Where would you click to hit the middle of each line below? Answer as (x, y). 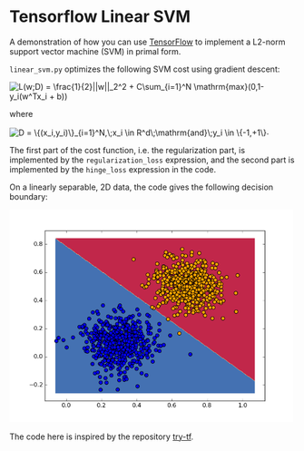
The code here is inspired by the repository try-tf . (102, 436)
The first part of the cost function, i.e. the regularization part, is (127, 150)
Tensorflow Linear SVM (100, 17)
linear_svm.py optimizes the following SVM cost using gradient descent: (145, 69)
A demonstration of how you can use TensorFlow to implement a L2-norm (147, 42)
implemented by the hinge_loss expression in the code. (113, 169)
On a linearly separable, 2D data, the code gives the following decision (142, 187)
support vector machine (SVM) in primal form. (95, 51)
